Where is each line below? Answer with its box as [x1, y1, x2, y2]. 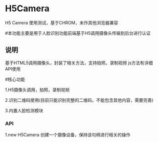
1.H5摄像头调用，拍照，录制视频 [5, 87, 70, 93]
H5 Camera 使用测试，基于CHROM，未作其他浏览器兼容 [5, 20, 118, 25]
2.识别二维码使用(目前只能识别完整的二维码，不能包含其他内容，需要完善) [5, 97, 154, 103]
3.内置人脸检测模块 [5, 107, 44, 113]
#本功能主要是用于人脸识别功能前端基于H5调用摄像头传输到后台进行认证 [5, 30, 151, 36]
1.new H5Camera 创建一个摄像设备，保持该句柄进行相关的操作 [5, 132, 131, 138]
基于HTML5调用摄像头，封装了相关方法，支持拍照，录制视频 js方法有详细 [5, 60, 153, 66]
